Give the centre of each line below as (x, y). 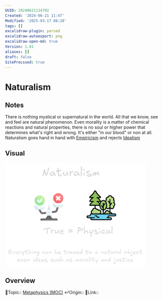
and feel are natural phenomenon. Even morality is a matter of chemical (77, 122)
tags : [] (14, 26)
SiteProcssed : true (25, 62)
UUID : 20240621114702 (27, 10)
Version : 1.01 (20, 47)
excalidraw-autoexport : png (34, 36)
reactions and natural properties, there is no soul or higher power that (75, 127)
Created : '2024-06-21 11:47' (35, 15)
